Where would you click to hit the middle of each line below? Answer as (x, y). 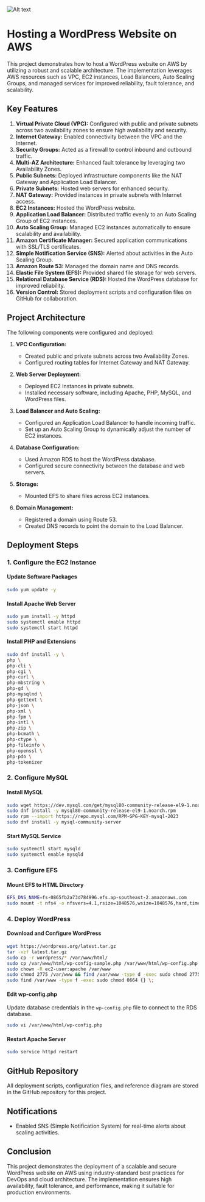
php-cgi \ (19, 671)
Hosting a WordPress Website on (92, 34)
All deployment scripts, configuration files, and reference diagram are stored (103, 1086)
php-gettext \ (25, 700)
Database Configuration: (48, 447)
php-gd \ (18, 689)
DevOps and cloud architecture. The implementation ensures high (89, 1179)
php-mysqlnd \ (25, 694)
